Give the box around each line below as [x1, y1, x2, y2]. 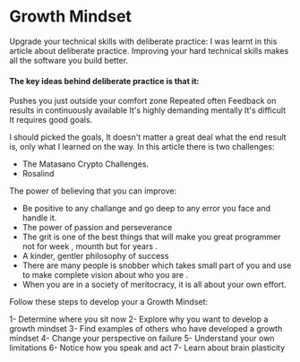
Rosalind [21, 168, 55, 179]
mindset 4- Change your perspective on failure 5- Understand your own [9, 333, 275, 344]
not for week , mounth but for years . [21, 241, 159, 252]
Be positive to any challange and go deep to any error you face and [21, 203, 271, 214]
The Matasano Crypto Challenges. [21, 159, 150, 169]
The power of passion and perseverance [21, 222, 173, 233]
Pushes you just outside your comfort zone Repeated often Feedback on [9, 96, 277, 107]
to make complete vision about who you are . [21, 270, 189, 280]
